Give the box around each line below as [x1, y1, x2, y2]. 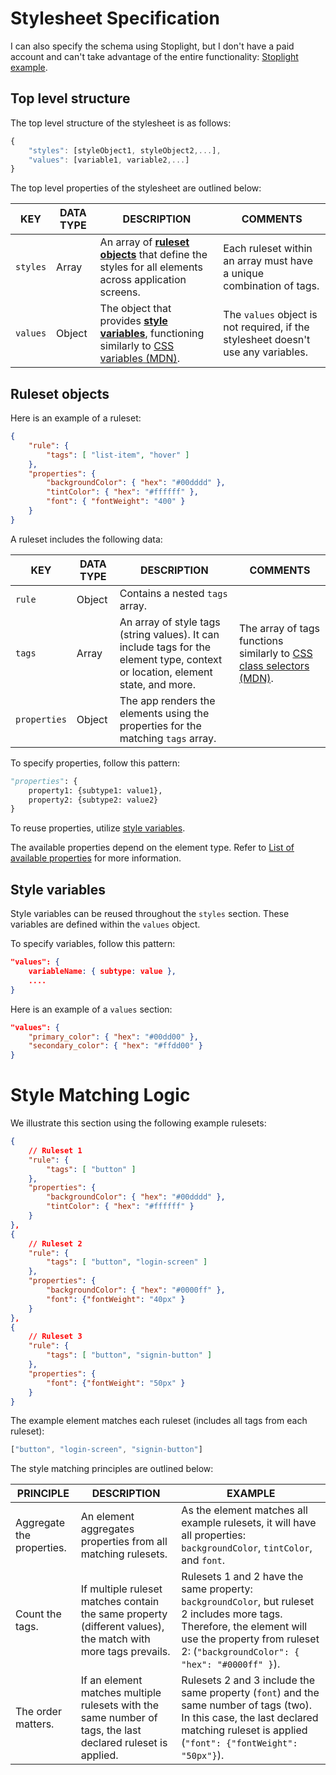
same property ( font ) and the [181, 1686, 320, 1700]
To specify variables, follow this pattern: [10, 938, 176, 950]
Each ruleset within [223, 242, 313, 256]
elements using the [119, 706, 210, 720]
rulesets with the [80, 1698, 159, 1712]
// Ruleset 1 [28, 1145, 83, 1156]
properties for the [119, 718, 202, 732]
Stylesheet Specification [10, 7, 220, 30]
